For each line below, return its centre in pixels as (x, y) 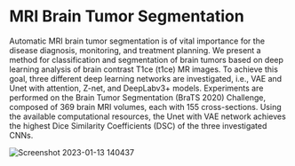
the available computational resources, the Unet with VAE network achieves (147, 116)
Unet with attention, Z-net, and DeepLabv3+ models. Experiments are (136, 88)
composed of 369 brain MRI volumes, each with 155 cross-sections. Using (145, 107)
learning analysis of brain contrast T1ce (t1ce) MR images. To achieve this (144, 69)
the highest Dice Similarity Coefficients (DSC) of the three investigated (138, 125)
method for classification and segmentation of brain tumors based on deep (147, 59)
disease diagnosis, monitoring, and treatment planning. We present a (135, 50)
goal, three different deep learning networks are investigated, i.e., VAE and (146, 78)
